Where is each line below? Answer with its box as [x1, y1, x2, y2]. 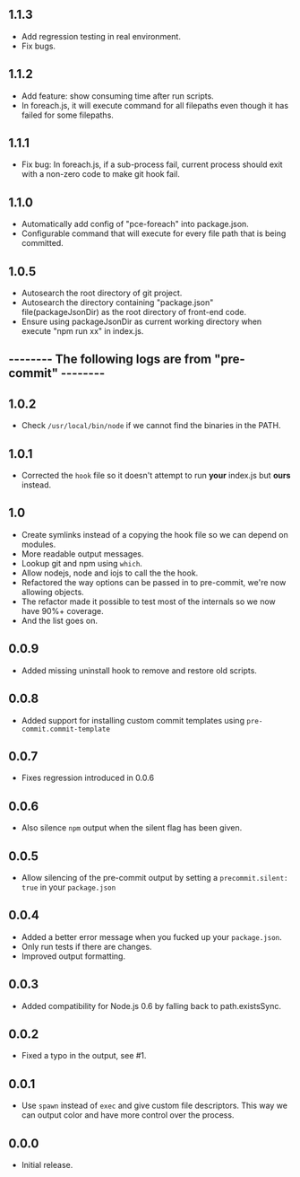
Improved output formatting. [21, 951, 126, 962]
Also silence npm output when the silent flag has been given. [21, 822, 243, 833]
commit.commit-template [21, 725, 111, 733]
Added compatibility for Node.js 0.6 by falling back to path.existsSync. [21, 1000, 282, 1011]
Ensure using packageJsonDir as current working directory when [21, 316, 262, 327]
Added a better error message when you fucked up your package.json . [21, 931, 283, 942]
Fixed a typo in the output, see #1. [21, 1050, 147, 1061]
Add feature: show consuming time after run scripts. [21, 90, 214, 101]
